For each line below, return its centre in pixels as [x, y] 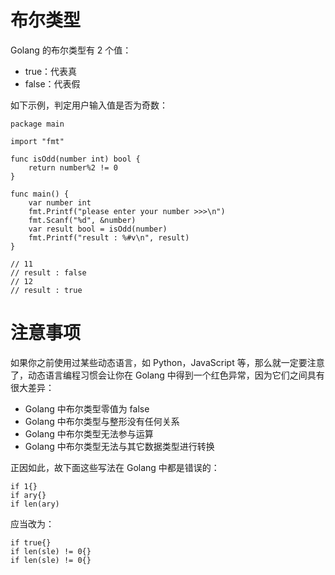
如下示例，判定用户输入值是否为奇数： [89, 105]
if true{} [31, 542]
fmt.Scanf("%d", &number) [82, 220]
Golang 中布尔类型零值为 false [87, 408]
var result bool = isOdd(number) [98, 229]
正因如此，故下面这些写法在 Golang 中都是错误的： [115, 467]
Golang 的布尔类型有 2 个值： [71, 50]
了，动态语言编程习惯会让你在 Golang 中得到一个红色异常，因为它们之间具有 [167, 375]
